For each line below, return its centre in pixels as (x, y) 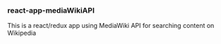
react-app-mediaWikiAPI (51, 10)
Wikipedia (22, 33)
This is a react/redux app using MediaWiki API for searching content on (111, 26)
